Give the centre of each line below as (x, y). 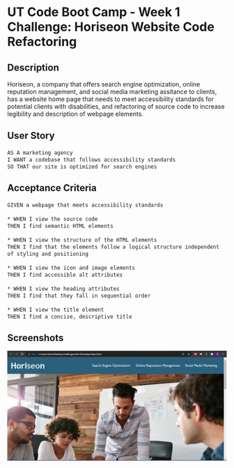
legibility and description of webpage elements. (76, 114)
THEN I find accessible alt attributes (65, 275)
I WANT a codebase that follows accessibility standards (92, 160)
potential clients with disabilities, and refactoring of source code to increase (116, 106)
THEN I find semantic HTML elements (60, 226)
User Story (31, 136)
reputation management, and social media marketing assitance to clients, (112, 92)
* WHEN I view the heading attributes (63, 289)
